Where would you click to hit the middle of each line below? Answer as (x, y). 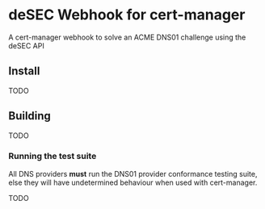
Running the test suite (53, 157)
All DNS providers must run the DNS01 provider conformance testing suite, (133, 173)
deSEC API (26, 45)
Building (29, 116)
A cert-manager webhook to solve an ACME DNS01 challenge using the (127, 37)
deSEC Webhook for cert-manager (127, 15)
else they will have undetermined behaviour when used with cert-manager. (133, 182)
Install (24, 71)
